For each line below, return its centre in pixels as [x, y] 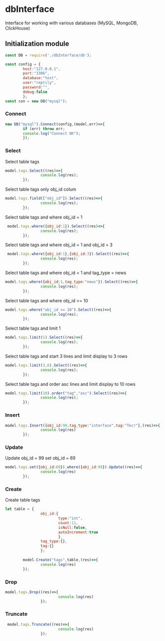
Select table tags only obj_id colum [41, 189]
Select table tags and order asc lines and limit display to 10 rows [70, 384]
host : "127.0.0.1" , [42, 69]
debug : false [35, 92]
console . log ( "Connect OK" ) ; [52, 133]
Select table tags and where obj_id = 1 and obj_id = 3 [59, 245]
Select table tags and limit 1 [33, 328]
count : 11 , [68, 523]
